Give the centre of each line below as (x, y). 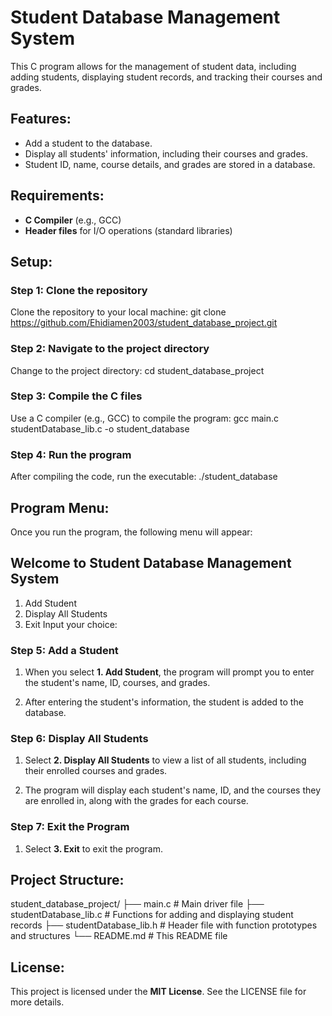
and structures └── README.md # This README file (119, 936)
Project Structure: (67, 880)
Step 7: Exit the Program (70, 827)
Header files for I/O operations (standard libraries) (128, 230)
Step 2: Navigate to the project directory (110, 349)
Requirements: (57, 196)
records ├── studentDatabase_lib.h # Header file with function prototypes (164, 925)
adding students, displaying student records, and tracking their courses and (166, 77)
